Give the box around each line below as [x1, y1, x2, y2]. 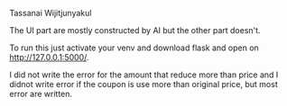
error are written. [9, 89, 73, 99]
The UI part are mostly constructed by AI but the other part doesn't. [9, 25, 261, 35]
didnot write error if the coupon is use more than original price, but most [9, 79, 278, 89]
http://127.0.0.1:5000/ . [9, 52, 89, 62]
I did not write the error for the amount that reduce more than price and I [9, 69, 279, 80]
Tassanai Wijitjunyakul [9, 8, 92, 18]
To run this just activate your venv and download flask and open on [9, 42, 259, 53]
